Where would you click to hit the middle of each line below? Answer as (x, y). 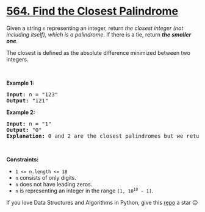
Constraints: (23, 159)
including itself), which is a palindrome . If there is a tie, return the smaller (99, 34)
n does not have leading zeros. (54, 184)
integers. (17, 59)
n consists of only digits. (45, 177)
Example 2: (21, 112)
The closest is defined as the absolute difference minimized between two (99, 52)
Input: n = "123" (32, 94)
